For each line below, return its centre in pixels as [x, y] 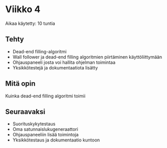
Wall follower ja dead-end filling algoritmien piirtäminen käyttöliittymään [87, 57]
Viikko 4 [23, 9]
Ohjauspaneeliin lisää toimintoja [46, 135]
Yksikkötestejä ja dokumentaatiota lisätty [55, 67]
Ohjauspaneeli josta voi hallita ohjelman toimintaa [64, 62]
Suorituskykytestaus [34, 124]
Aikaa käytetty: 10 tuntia [30, 23]
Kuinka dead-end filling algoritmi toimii [46, 96]
